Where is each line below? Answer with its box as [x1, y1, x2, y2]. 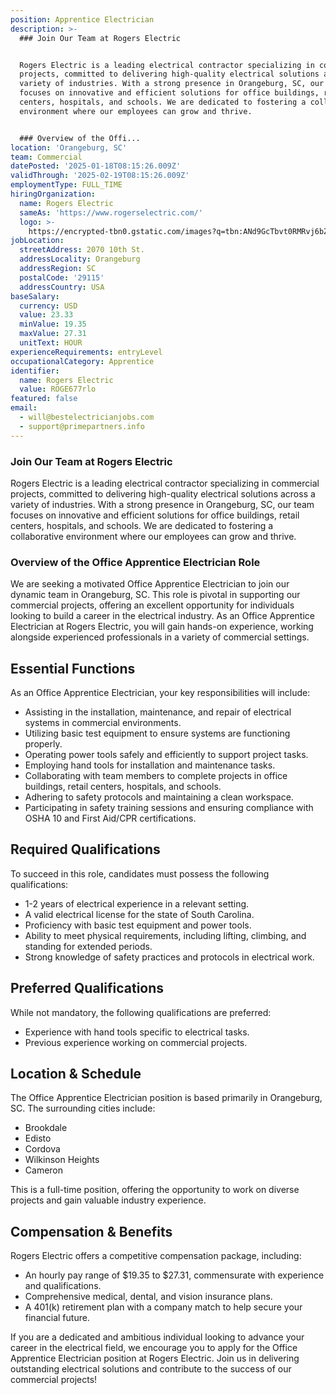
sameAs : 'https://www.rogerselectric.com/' [19, 207, 203, 218]
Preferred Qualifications [10, 980, 165, 997]
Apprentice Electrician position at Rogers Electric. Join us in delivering [10, 1352, 300, 1365]
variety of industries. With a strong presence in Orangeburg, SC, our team [10, 498, 315, 510]
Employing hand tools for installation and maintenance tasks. [24, 759, 276, 771]
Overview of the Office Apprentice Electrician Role [10, 555, 261, 569]
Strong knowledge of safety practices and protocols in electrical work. [24, 951, 315, 963]
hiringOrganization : [10, 189, 97, 199]
